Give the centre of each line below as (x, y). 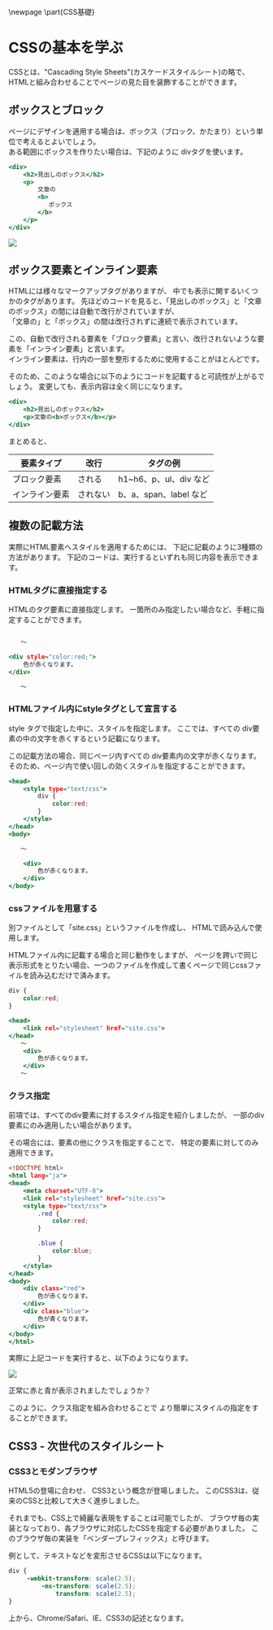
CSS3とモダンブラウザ (53, 1471)
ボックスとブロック (56, 110)
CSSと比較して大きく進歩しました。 (83, 1501)
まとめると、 (30, 441)
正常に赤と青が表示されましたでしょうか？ (80, 1391)
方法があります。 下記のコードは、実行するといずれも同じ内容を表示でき (130, 557)
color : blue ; (72, 1251)
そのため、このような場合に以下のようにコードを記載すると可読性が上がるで (136, 376)
